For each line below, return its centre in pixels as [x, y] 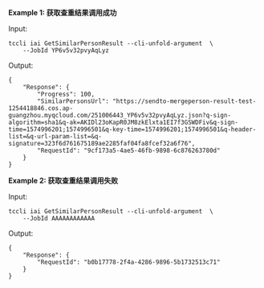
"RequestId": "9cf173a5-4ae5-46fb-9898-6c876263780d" [129, 150]
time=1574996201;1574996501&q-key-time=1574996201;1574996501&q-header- [132, 130]
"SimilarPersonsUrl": [73, 101]
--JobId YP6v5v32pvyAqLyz [66, 51]
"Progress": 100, [66, 94]
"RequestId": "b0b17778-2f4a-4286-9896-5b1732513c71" [129, 262]
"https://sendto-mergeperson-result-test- [184, 101]
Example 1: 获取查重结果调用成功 [63, 12]
